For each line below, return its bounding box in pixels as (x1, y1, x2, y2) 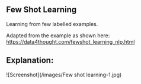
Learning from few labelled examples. (6, 20, 98, 27)
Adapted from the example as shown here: (6, 32, 110, 39)
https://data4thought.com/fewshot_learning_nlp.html (6, 38, 135, 45)
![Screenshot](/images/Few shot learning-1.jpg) (6, 71, 122, 78)
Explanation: (6, 56, 54, 66)
